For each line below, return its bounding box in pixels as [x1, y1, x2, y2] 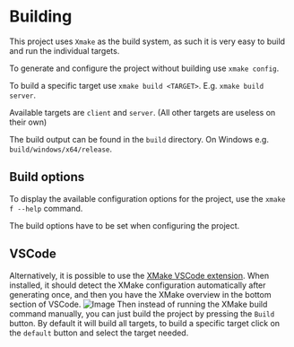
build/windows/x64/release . [9, 143, 113, 154]
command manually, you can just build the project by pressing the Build [9, 308, 275, 319]
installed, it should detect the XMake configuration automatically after [9, 280, 266, 291]
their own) [9, 117, 48, 127]
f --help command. [9, 203, 83, 213]
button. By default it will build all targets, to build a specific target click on [9, 317, 281, 328]
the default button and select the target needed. [9, 327, 189, 338]
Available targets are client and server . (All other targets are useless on [9, 107, 276, 117]
